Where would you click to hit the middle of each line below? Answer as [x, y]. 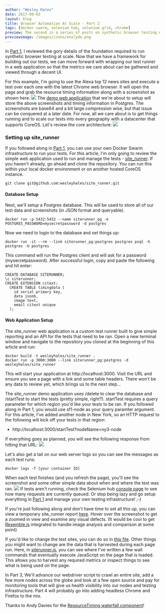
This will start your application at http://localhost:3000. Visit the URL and [79, 373]
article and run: [20, 347]
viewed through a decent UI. [34, 72]
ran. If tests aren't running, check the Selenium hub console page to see [81, 488]
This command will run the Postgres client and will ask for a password [76, 255]
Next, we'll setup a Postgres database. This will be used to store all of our [79, 205]
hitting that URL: [21, 445]
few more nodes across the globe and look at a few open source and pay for [82, 580]
